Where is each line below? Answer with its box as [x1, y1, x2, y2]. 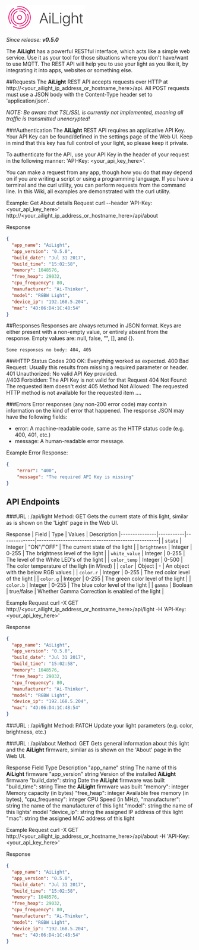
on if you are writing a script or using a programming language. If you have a [6, 175, 194, 182]
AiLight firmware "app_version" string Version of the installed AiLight [6, 770, 176, 778]
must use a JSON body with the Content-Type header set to [6, 91, 153, 98]
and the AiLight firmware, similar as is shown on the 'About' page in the [6, 746, 182, 753]
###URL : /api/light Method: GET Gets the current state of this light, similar [6, 512, 189, 520]
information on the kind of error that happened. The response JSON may [6, 407, 184, 414]
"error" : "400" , [17, 468, 58, 474]
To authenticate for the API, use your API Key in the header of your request [6, 151, 189, 158]
